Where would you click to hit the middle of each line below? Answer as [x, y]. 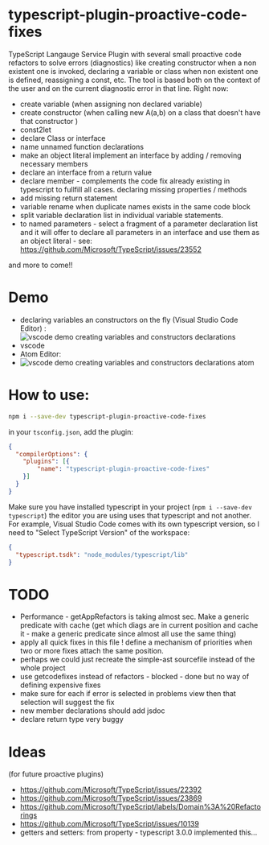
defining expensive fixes [60, 685]
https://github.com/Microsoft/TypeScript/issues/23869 [111, 798]
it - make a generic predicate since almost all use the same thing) [128, 634]
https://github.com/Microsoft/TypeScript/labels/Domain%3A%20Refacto [140, 807]
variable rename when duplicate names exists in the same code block [135, 206]
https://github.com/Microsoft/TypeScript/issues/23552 [111, 249]
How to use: [49, 395]
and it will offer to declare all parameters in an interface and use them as [140, 232]
